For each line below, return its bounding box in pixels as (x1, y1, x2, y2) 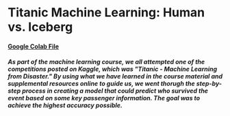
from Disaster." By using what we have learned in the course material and (8, 72, 223, 81)
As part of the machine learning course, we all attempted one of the (8, 58, 205, 66)
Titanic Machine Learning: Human (8, 5, 205, 20)
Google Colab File (8, 42, 60, 50)
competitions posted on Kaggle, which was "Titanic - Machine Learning (8, 65, 218, 73)
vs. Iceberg (8, 19, 73, 35)
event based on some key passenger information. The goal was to (8, 94, 201, 102)
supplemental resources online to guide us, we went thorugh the (8, 80, 196, 88)
